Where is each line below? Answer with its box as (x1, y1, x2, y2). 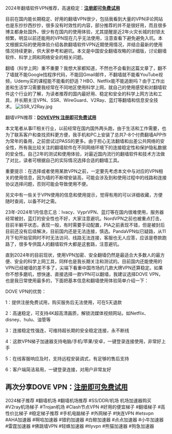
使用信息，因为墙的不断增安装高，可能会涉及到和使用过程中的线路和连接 (14, 175, 167, 181)
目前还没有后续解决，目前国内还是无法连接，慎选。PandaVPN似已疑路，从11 (5, 228, 166, 234)
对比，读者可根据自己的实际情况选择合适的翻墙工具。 (9, 157, 122, 163)
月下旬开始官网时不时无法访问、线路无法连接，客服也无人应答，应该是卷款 (5, 235, 162, 241)
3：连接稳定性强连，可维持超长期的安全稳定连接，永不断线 (5, 328, 130, 333)
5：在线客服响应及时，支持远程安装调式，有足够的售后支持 (5, 356, 130, 361)
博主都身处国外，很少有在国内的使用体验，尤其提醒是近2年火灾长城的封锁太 (5, 29, 165, 35)
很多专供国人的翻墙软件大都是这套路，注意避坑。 (18, 241, 122, 247)
